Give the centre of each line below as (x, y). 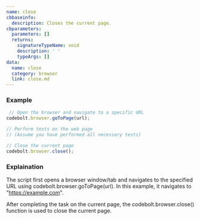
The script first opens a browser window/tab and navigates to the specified (100, 180)
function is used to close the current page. (59, 210)
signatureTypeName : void (48, 46)
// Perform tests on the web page (50, 129)
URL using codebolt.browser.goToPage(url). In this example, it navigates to (99, 186)
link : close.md (31, 79)
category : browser (35, 74)
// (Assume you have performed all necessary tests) (74, 135)
